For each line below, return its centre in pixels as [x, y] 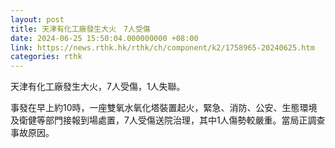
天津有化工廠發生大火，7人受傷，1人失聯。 [98, 87]
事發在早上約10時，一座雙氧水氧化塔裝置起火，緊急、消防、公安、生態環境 [164, 108]
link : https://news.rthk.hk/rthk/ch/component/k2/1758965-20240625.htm [162, 47]
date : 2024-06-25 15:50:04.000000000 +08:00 [104, 38]
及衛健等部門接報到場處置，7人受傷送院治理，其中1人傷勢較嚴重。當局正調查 [168, 120]
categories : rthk [46, 57]
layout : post [37, 19]
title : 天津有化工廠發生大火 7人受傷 [80, 29]
